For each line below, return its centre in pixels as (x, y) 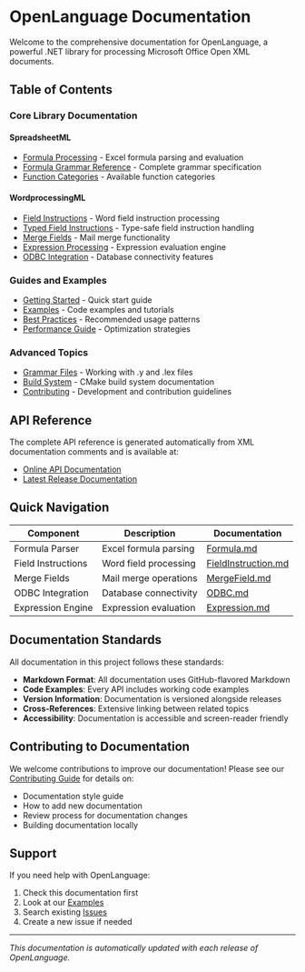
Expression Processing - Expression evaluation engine (124, 246)
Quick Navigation (59, 508)
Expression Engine (54, 607)
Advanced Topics (49, 352)
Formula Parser (47, 548)
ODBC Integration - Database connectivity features (118, 256)
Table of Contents (61, 90)
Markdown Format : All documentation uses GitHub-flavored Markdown (156, 679)
